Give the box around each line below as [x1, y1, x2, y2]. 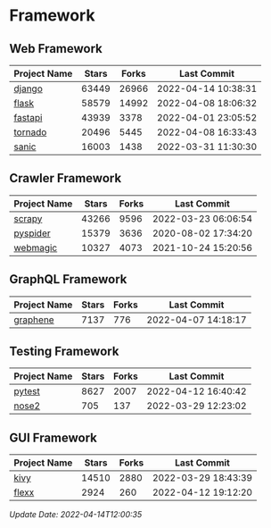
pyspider [13, 227, 51, 239]
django [13, 82, 43, 95]
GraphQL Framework [9, 272, 127, 287]
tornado [13, 126, 47, 138]
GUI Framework [9, 430, 98, 445]
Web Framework [9, 41, 103, 56]
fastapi [13, 112, 43, 123]
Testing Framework [9, 344, 119, 359]
